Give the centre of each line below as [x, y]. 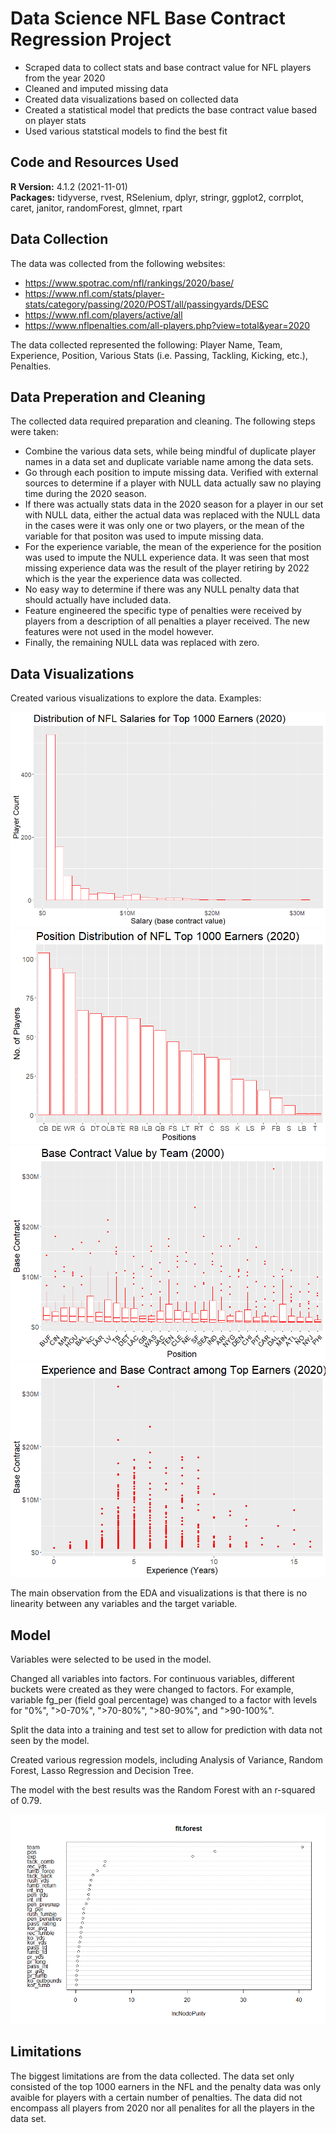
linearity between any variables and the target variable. [124, 1604]
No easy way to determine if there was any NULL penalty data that [162, 589]
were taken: [34, 432]
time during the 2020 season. [85, 494]
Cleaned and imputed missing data [96, 88]
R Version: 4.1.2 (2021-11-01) [69, 186]
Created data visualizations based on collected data [131, 99]
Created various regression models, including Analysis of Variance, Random [166, 1760]
